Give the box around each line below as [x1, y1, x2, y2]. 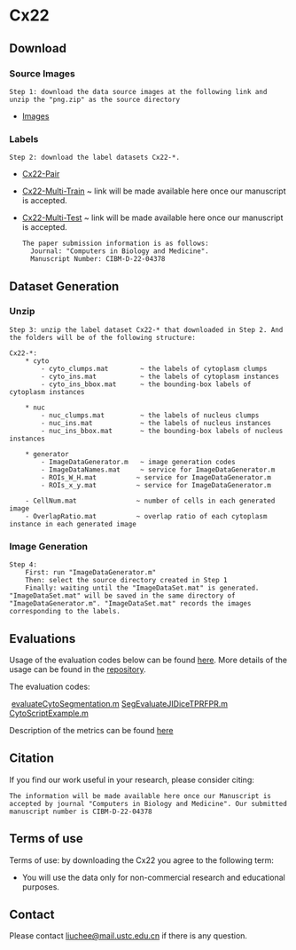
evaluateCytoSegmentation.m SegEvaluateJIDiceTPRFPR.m [11, 698, 229, 709]
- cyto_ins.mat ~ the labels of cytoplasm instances [41, 372, 279, 381]
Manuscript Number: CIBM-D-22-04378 [30, 255, 166, 264]
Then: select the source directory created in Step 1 [25, 576, 228, 585]
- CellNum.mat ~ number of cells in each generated [25, 496, 276, 505]
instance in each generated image [9, 519, 137, 528]
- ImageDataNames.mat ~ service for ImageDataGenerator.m [41, 465, 276, 474]
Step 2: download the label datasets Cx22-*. [9, 153, 180, 162]
